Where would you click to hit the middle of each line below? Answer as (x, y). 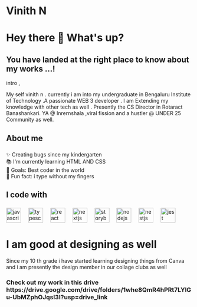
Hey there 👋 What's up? (65, 38)
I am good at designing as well (82, 244)
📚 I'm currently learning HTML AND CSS (56, 161)
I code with (27, 195)
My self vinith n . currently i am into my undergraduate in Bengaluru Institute (98, 94)
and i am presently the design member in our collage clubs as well (86, 267)
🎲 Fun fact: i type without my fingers (50, 176)
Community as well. (30, 120)
